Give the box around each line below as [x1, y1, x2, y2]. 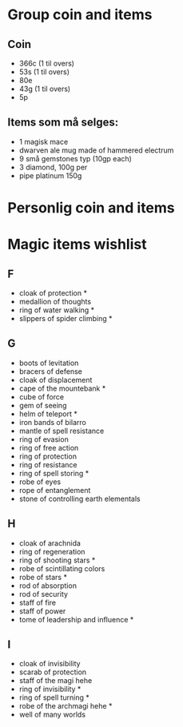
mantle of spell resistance [18, 426, 105, 435]
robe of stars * [18, 572, 67, 582]
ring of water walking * [18, 305, 95, 315]
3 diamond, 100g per [18, 162, 88, 172]
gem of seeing [18, 400, 67, 410]
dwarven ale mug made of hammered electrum [18, 145, 174, 155]
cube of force [18, 391, 65, 401]
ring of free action [18, 443, 79, 452]
